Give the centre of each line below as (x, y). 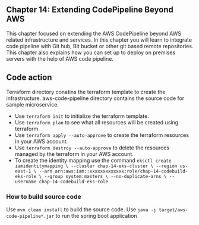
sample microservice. (33, 104)
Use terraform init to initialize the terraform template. (82, 116)
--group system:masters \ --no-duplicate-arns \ (105, 176)
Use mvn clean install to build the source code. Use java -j (81, 209)
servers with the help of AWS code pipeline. (60, 58)
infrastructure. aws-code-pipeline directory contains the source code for (95, 98)
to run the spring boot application (97, 215)
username (26, 182)
